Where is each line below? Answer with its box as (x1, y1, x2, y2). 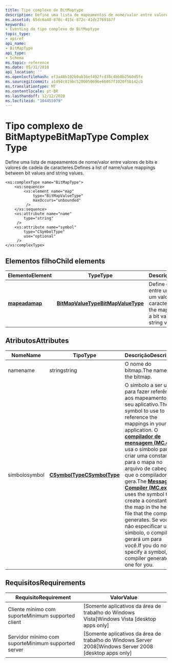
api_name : (5, 41, 27, 46)
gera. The (124, 478, 147, 485)
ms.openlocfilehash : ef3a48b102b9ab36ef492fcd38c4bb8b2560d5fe (5, 74, 143, 80)
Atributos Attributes (5, 337, 69, 345)
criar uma (124, 452, 148, 459)
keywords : (5, 22, 27, 27)
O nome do (124, 360, 152, 367)
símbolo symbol (8, 471, 45, 478)
